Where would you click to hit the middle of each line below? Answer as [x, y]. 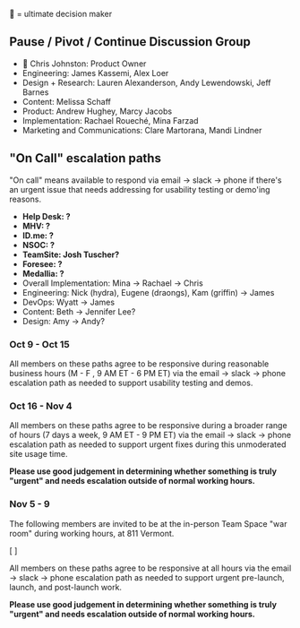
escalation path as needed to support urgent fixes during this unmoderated [148, 444]
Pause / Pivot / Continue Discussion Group [130, 42]
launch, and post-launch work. [66, 587]
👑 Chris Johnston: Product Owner [84, 64]
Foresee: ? [42, 263]
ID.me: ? [38, 235]
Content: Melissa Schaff [67, 101]
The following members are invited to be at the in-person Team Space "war [148, 523]
